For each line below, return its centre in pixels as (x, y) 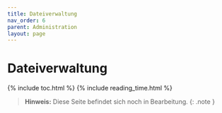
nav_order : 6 (27, 20)
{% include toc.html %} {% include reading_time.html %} (90, 88)
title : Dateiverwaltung (42, 14)
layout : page (27, 34)
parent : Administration (42, 27)
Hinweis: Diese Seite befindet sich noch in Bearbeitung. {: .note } (120, 102)
